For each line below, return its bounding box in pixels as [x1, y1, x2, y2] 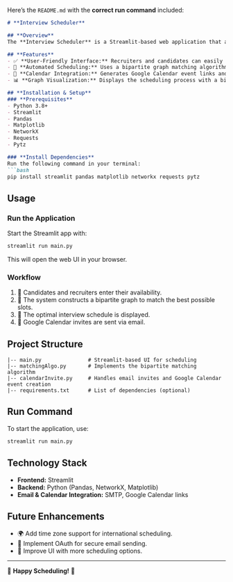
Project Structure [7, 338, 83, 350]
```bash [7, 166, 30, 173]
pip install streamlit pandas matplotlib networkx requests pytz [7, 173, 200, 180]
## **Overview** [7, 31, 54, 39]
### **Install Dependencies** [7, 153, 95, 161]
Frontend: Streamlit [17, 475, 74, 484]
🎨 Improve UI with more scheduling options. [17, 546, 143, 556]
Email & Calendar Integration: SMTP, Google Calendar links [17, 490, 189, 498]
